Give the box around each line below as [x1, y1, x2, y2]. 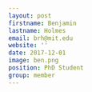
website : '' [8, 42, 48, 50]
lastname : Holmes [8, 26, 66, 34]
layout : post [8, 11, 52, 20]
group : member [8, 71, 56, 79]
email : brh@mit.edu [8, 34, 74, 42]
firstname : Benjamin [8, 19, 78, 27]
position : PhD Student [8, 64, 84, 72]
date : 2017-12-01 [8, 49, 66, 57]
